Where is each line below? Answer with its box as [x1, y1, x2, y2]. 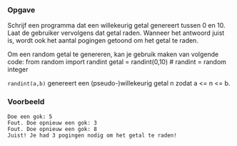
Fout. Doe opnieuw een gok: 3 [7, 119, 98, 126]
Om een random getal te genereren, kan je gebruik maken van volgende [7, 50, 219, 58]
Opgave [7, 5, 36, 15]
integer [7, 66, 29, 74]
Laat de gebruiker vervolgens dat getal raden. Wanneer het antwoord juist [7, 28, 225, 37]
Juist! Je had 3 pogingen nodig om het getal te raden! [7, 132, 177, 139]
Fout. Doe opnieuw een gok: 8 [7, 125, 98, 132]
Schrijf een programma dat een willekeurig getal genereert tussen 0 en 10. [7, 21, 226, 30]
